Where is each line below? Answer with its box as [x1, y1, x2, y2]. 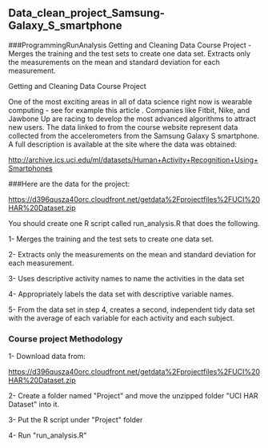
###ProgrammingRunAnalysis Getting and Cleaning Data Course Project [8, 40, 246, 50]
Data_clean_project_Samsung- [8, 6, 166, 20]
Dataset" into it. [8, 400, 60, 410]
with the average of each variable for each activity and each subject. [8, 313, 235, 323]
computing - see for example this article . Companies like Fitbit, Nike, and [8, 105, 250, 115]
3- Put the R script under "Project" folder [8, 415, 143, 425]
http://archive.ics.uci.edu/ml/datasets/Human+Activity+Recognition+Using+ [8, 155, 258, 164]
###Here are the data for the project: [8, 179, 130, 188]
